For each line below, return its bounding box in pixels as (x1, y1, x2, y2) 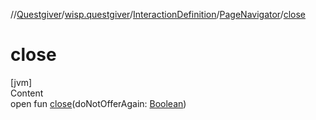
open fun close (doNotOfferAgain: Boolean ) (10, 97, 187, 109)
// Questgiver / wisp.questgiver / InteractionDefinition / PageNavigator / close (10, 9, 307, 20)
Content (10, 87, 44, 99)
